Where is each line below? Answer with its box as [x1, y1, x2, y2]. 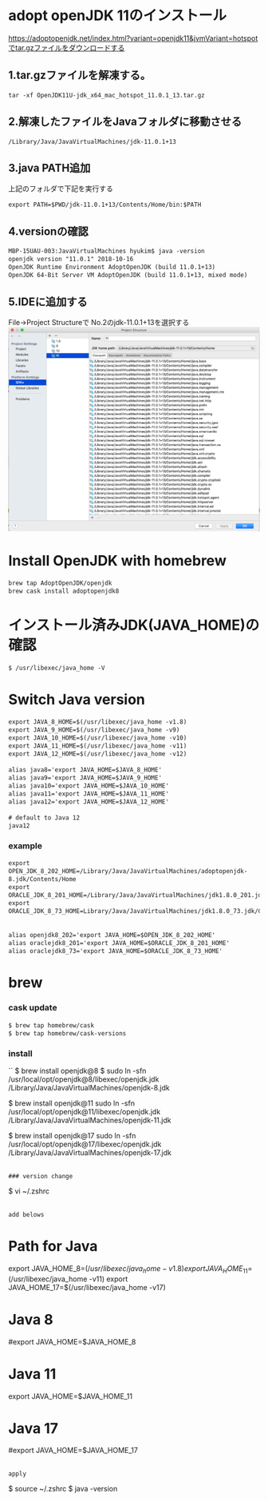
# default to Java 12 [8, 813, 81, 822]
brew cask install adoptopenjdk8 [8, 587, 120, 595]
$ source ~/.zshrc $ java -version [8, 1484, 118, 1494]
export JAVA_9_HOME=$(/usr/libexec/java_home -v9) [8, 725, 180, 734]
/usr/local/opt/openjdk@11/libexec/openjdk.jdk [8, 1106, 161, 1116]
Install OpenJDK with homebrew [8, 552, 227, 570]
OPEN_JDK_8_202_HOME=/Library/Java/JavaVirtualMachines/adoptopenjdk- [8, 868, 248, 876]
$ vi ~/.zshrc [8, 1186, 50, 1196]
